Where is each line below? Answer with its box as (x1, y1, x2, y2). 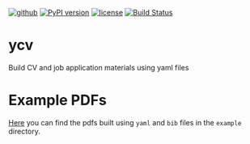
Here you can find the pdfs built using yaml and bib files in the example (8, 117, 242, 127)
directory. (8, 126, 40, 136)
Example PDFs (8, 91, 108, 109)
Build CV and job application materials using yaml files (8, 62, 189, 72)
